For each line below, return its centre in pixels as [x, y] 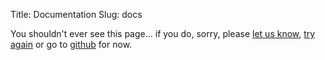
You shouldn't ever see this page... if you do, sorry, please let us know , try [163, 33]
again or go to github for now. [71, 44]
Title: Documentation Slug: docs [76, 14]
